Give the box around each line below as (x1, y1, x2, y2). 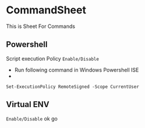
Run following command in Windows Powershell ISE (14, 66, 139, 73)
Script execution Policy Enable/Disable (6, 55, 99, 62)
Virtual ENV (6, 99, 49, 109)
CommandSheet (6, 3, 86, 17)
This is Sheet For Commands (6, 23, 76, 30)
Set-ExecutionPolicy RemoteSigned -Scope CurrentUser (6, 84, 140, 90)
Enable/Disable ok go (6, 115, 58, 122)
